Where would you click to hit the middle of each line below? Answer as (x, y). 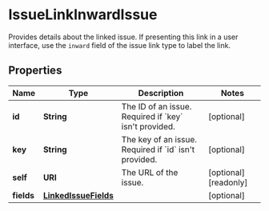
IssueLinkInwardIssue (83, 15)
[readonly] (228, 182)
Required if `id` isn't (158, 149)
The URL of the (150, 172)
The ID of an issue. (157, 106)
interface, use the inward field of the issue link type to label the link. (119, 45)
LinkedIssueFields (78, 195)
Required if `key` (152, 116)
